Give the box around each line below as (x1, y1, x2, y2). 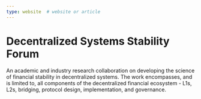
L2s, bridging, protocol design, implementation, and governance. (6, 86, 167, 93)
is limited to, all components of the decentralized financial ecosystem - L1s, (6, 79, 192, 86)
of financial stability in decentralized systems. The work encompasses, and (6, 73, 193, 81)
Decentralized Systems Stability (6, 34, 170, 48)
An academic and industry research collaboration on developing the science (6, 67, 195, 74)
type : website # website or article (6, 8, 101, 15)
